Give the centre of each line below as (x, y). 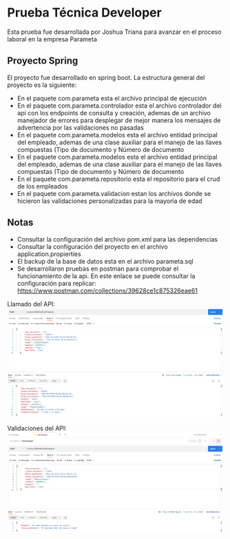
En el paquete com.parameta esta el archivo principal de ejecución (112, 98)
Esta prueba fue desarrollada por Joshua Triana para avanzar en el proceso (114, 32)
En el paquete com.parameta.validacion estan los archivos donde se (114, 193)
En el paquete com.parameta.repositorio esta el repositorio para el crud (118, 179)
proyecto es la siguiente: (42, 85)
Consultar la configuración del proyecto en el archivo (92, 246)
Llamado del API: (31, 304)
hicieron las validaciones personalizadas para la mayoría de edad (109, 201)
